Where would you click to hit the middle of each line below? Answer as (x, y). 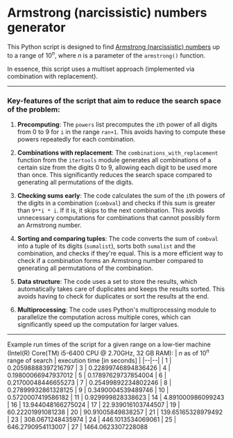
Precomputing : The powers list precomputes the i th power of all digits (117, 124)
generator (36, 27)
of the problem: (34, 109)
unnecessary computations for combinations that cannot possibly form (119, 217)
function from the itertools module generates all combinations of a (114, 160)
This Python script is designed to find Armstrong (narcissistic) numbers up (114, 47)
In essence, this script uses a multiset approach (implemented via (101, 69)
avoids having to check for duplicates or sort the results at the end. (113, 296)
